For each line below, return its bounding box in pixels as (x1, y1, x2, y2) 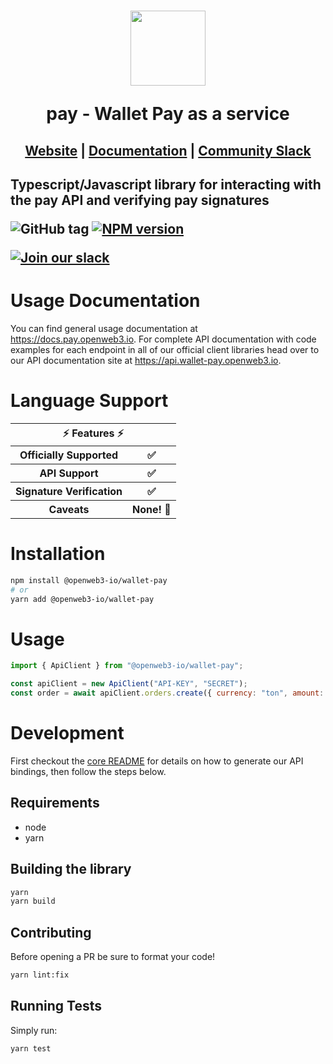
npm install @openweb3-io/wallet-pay (10, 575, 168, 585)
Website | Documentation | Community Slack (24, 142, 312, 159)
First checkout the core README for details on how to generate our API (10, 755, 304, 767)
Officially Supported (19, 448, 119, 462)
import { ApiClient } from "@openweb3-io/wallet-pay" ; (10, 661, 244, 671)
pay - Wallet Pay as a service (46, 103, 290, 125)
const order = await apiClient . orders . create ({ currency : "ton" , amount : (10, 688, 325, 699)
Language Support (10, 390, 169, 412)
